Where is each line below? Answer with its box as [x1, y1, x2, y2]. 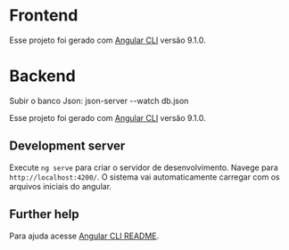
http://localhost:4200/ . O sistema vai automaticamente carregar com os [9, 171, 280, 182]
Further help [9, 206, 80, 222]
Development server [9, 139, 126, 154]
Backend [9, 66, 76, 86]
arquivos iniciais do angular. [9, 181, 112, 191]
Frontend [9, 5, 78, 26]
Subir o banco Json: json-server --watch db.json [9, 95, 189, 106]
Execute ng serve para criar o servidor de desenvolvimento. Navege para [9, 162, 278, 173]
